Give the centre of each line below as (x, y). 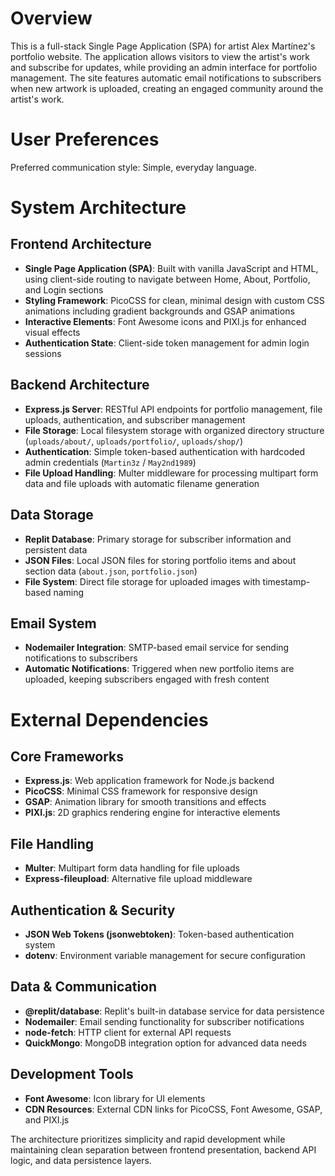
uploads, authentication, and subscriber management (135, 419)
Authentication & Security (93, 910)
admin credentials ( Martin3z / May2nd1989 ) (110, 462)
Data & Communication (84, 987)
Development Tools (72, 1074)
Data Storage (52, 515)
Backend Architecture (80, 385)
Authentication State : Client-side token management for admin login (167, 343)
